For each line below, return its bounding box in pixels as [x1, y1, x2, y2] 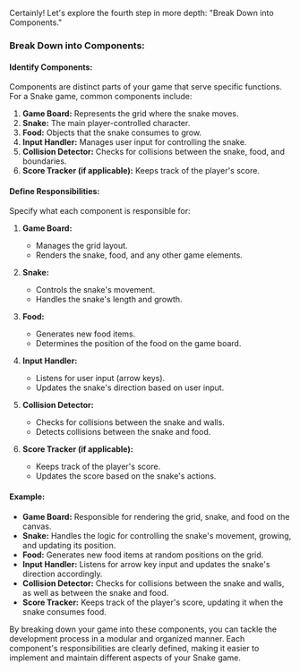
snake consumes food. [21, 606, 107, 617]
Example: [9, 491, 46, 502]
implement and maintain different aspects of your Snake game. [9, 652, 242, 663]
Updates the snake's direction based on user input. [35, 382, 225, 393]
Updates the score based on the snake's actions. [35, 471, 217, 481]
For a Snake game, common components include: [9, 91, 193, 102]
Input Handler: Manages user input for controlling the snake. [21, 137, 247, 148]
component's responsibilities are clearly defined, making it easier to [9, 642, 260, 653]
